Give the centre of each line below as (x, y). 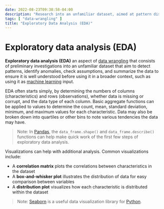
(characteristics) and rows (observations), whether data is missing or (74, 96)
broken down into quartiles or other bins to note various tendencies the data (82, 117)
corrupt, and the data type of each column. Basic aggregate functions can (80, 102)
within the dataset (30, 192)
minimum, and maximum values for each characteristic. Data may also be (79, 112)
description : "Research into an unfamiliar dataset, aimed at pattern (78, 14)
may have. (15, 122)
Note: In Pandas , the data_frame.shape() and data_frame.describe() (86, 132)
